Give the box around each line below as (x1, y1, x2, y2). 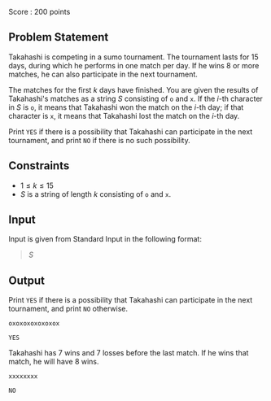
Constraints (8, 159, 70, 173)
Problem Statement (8, 30, 109, 44)
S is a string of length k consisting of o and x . (20, 189, 172, 198)
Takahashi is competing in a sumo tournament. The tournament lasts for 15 (8, 52, 259, 62)
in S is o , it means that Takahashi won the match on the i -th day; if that (8, 102, 244, 112)
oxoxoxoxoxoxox (8, 320, 60, 328)
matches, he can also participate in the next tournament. (8, 69, 198, 79)
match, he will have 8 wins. (8, 357, 99, 367)
